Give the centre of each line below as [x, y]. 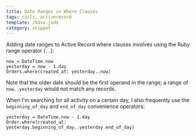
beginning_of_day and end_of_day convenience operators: [75, 107]
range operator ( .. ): [30, 51]
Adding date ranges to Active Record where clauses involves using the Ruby [98, 45]
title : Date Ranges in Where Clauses [52, 11]
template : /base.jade [32, 22]
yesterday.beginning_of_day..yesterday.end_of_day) [70, 127]
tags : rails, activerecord [39, 17]
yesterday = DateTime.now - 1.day [48, 117]
